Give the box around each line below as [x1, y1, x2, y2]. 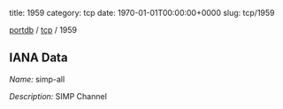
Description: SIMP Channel [9, 90, 108, 101]
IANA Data [9, 51, 68, 66]
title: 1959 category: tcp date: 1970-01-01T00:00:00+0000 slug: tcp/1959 [9, 8, 276, 18]
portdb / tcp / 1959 [9, 25, 78, 35]
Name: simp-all [9, 74, 65, 84]
